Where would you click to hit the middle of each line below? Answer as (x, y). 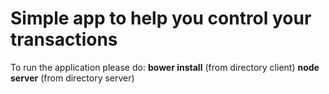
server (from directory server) (72, 78)
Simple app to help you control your (161, 18)
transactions (64, 39)
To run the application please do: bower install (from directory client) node (165, 67)
